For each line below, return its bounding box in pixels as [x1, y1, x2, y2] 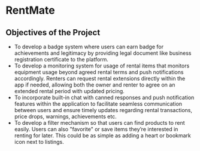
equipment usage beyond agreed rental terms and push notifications [14, 69, 184, 75]
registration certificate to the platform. [14, 56, 109, 63]
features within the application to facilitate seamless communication [14, 100, 183, 107]
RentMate [5, 4, 55, 17]
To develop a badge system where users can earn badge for [14, 43, 164, 50]
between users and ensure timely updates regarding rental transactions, [14, 107, 193, 113]
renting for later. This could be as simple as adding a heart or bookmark [14, 132, 191, 139]
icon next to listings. [14, 138, 64, 145]
